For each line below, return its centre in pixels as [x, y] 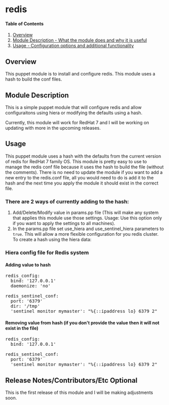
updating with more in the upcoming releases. [53, 128]
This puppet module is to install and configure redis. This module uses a [80, 74]
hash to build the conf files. [34, 79]
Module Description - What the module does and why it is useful [80, 40]
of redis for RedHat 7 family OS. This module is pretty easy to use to [76, 161]
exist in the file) [22, 328]
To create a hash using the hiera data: [52, 240]
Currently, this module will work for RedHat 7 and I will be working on [77, 123]
